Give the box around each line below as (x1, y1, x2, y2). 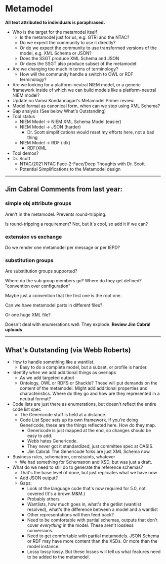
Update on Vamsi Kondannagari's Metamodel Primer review (12, 97, 134, 103)
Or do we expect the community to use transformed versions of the (19, 45, 157, 51)
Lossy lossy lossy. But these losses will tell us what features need (27, 549, 161, 555)
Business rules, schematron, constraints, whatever (12, 454, 116, 460)
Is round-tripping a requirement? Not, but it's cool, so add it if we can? (5, 221, 148, 227)
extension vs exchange (5, 233, 62, 240)
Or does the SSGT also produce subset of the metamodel (19, 61, 137, 66)
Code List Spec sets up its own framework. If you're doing (19, 417, 138, 423)
